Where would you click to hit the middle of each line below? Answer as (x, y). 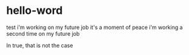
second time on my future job (43, 33)
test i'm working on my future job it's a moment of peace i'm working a (94, 27)
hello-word (35, 11)
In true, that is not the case (40, 45)
